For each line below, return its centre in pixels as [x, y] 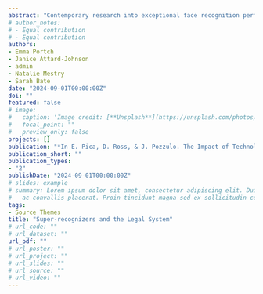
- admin [21, 67]
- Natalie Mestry [36, 74]
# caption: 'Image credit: [56, 118]
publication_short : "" [45, 154]
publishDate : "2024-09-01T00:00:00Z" [70, 176]
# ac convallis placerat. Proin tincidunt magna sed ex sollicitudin [127, 198]
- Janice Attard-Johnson [49, 60]
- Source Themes [34, 212]
